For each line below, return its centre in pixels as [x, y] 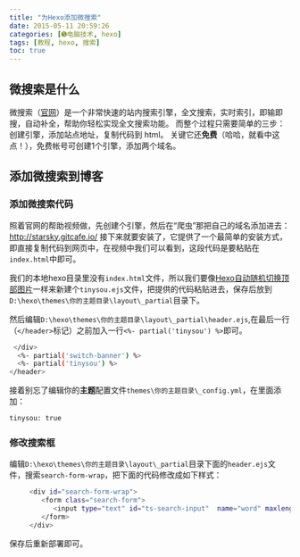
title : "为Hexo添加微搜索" [55, 17]
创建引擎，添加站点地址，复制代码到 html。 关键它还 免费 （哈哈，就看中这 [145, 134]
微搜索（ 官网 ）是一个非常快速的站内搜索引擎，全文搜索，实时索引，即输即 [146, 112]
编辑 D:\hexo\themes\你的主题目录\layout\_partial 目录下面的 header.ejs [138, 464]
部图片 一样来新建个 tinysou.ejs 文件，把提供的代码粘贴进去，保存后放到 [141, 289]
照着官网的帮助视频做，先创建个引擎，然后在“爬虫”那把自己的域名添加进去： [150, 225]
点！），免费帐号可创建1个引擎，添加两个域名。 [95, 145]
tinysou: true [36, 419]
